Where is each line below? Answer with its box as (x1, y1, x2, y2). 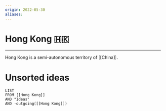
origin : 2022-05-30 (5, 7, 45, 12)
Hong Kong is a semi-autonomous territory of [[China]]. (5, 55, 118, 60)
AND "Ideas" (5, 97, 30, 102)
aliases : (5, 12, 23, 17)
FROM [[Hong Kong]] (5, 93, 45, 98)
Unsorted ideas (5, 72, 70, 83)
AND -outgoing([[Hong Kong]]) (5, 101, 68, 107)
